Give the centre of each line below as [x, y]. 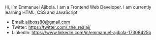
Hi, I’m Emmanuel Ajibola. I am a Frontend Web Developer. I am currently [78, 7]
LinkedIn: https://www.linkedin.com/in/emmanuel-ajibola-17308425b [81, 32]
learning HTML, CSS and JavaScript [41, 12]
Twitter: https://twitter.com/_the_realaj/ [51, 27]
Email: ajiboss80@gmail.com [41, 22]
